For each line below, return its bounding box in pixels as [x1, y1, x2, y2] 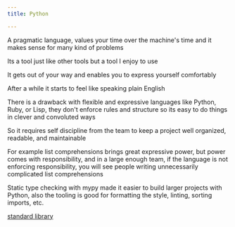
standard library [7, 212, 53, 220]
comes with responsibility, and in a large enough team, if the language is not [7, 155, 229, 163]
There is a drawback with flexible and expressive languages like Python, [7, 98, 217, 106]
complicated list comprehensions [7, 169, 103, 178]
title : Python [7, 10, 49, 18]
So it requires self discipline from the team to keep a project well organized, [7, 126, 227, 134]
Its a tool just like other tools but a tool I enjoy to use [7, 57, 158, 65]
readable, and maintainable [7, 134, 87, 142]
